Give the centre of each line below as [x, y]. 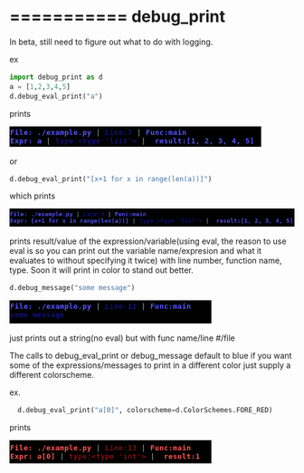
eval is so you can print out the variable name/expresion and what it [136, 251]
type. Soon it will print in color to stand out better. [102, 270]
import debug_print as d [56, 77]
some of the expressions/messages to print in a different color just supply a [150, 365]
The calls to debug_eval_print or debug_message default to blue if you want [151, 356]
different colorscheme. [52, 375]
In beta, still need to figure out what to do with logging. [111, 42]
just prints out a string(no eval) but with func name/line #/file [122, 338]
